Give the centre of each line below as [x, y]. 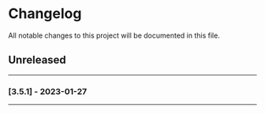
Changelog [45, 14]
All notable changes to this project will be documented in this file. [114, 35]
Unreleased [37, 60]
